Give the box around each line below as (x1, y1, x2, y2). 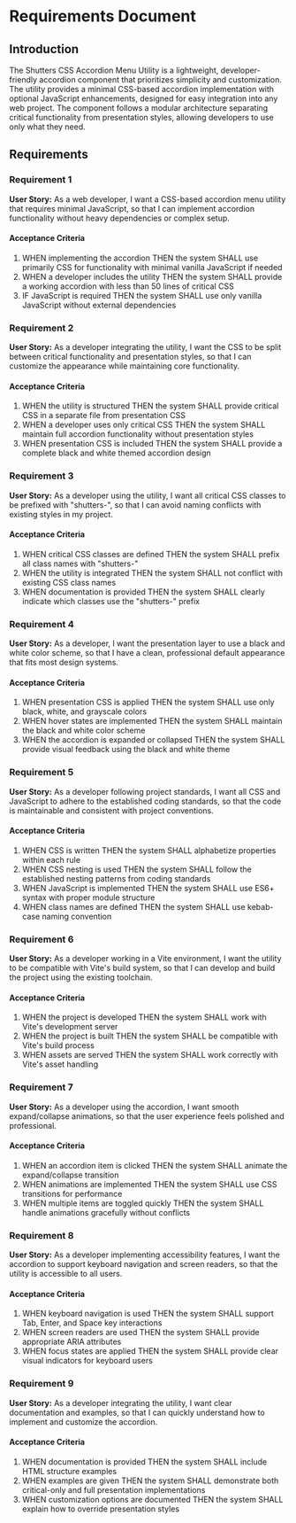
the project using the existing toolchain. (9, 972, 153, 983)
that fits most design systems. (9, 657, 119, 668)
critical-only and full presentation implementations (21, 1484, 206, 1495)
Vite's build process (21, 1040, 95, 1051)
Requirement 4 (9, 618, 75, 630)
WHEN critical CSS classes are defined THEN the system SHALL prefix (21, 548, 280, 559)
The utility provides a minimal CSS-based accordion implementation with (9, 84, 275, 94)
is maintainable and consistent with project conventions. (9, 804, 214, 816)
